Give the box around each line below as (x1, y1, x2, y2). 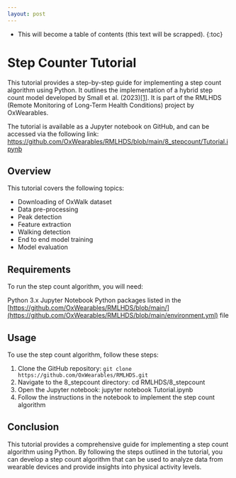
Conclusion (7, 421, 60, 433)
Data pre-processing (17, 205, 79, 213)
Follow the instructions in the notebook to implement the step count (17, 393, 215, 401)
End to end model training (17, 235, 94, 244)
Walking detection (17, 228, 71, 236)
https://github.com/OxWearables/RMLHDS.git (17, 372, 149, 379)
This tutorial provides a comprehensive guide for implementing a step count (7, 440, 229, 448)
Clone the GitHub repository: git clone (17, 365, 133, 372)
